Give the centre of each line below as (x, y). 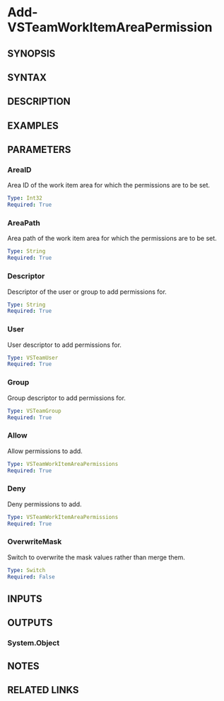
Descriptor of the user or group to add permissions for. (87, 292)
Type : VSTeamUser (33, 358)
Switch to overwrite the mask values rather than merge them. (96, 557)
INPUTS (25, 599)
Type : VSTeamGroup (34, 411)
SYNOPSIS (31, 53)
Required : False (31, 577)
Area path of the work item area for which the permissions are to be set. (112, 239)
